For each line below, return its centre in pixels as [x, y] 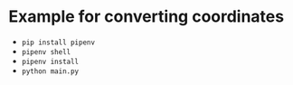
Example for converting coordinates [146, 17]
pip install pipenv [58, 42]
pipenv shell [46, 52]
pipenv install [50, 61]
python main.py [50, 71]
